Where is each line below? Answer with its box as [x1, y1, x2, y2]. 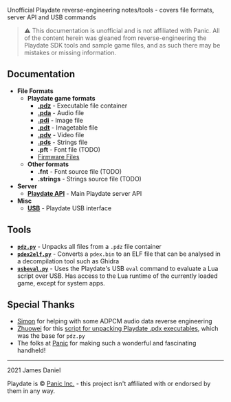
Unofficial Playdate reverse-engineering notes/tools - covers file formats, [7, 6, 214, 14]
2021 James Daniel [7, 366, 61, 374]
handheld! [16, 346, 46, 354]
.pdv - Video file [37, 130, 85, 139]
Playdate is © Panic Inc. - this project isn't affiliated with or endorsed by [7, 379, 211, 388]
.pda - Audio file [37, 108, 85, 117]
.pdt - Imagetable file [37, 123, 98, 132]
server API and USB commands [7, 13, 96, 21]
